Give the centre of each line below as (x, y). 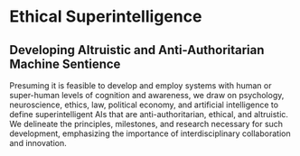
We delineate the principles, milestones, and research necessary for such (146, 124)
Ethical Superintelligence (106, 17)
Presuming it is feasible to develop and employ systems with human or (141, 86)
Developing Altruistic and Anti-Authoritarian (137, 50)
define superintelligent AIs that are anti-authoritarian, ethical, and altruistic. (149, 114)
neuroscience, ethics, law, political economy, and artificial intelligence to (144, 105)
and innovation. (38, 143)
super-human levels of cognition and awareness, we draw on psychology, (147, 95)
